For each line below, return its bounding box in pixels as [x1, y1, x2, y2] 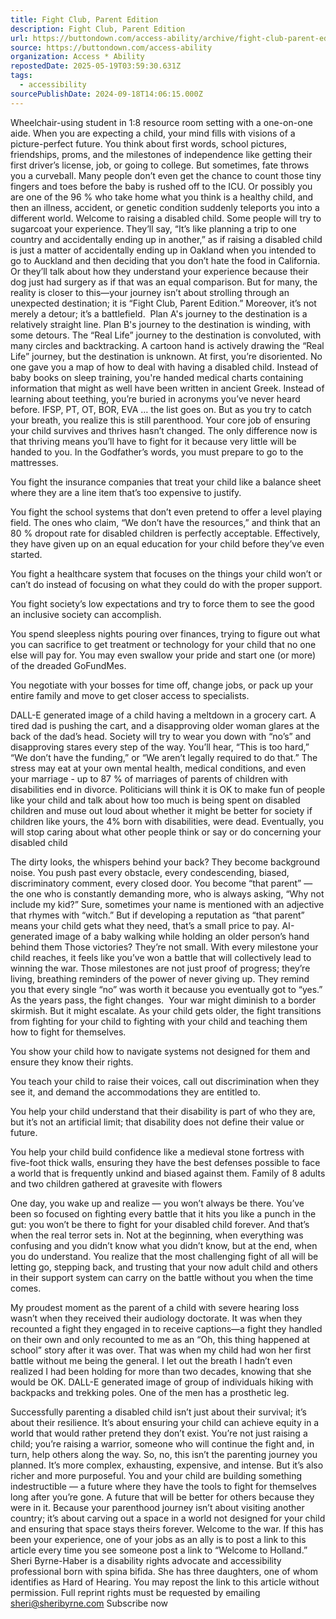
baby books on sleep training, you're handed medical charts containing [10, 371, 304, 383]
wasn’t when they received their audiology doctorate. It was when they [10, 1312, 303, 1324]
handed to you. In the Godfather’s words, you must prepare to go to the [10, 446, 304, 458]
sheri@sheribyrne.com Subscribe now [10, 1597, 169, 1609]
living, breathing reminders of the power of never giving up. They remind [10, 972, 310, 985]
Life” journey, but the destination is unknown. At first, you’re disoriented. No [10, 350, 323, 362]
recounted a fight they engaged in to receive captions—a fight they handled [10, 1322, 323, 1335]
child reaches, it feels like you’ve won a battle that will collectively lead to [10, 951, 312, 963]
